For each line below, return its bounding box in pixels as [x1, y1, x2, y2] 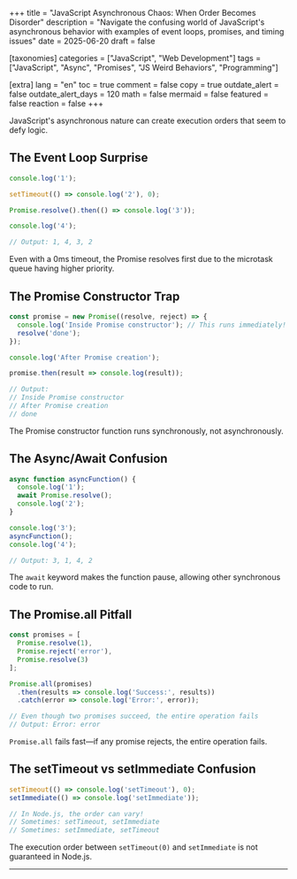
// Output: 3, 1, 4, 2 [9, 556, 93, 565]
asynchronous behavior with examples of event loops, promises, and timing [9, 27, 285, 36]
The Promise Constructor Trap [9, 289, 180, 304]
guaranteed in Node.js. [9, 852, 93, 862]
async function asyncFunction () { [9, 474, 137, 483]
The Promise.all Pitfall [9, 606, 133, 622]
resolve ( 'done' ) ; [17, 328, 81, 337]
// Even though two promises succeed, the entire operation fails [9, 712, 259, 721]
